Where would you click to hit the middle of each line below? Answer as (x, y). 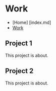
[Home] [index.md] (31, 22)
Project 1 (19, 44)
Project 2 (19, 71)
